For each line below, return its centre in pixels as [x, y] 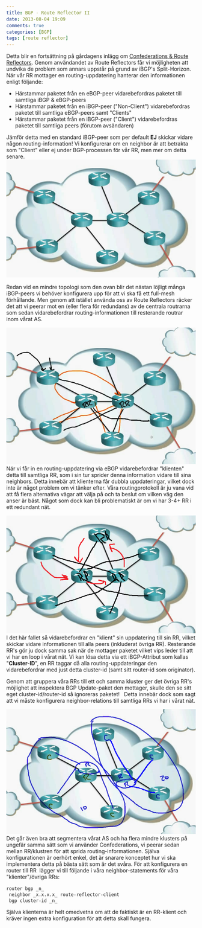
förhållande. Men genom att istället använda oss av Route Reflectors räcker [99, 299]
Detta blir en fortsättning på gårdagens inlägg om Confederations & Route [97, 56]
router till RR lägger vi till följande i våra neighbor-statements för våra [92, 871]
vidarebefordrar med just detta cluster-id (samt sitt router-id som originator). [101, 670]
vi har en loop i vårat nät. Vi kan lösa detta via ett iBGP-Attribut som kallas [97, 657]
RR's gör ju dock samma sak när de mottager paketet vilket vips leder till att [100, 651]
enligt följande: [25, 82]
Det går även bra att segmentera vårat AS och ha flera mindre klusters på [97, 839]
